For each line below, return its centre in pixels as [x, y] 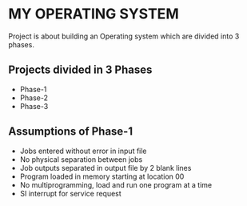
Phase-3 [34, 106]
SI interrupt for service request [70, 193]
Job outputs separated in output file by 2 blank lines [106, 168]
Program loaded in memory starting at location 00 [102, 176]
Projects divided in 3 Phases [80, 70]
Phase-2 [34, 98]
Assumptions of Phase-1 [71, 132]
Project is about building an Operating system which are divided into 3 [124, 36]
